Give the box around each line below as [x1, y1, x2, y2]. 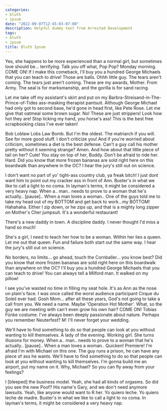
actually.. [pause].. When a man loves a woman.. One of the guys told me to [5, 193, 161, 199]
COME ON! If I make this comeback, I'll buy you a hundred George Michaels [5, 68, 161, 75]
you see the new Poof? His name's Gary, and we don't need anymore [5, 384, 147, 390]
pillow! [5, 275, 19, 281]
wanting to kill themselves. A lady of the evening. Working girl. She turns [5, 332, 155, 338]
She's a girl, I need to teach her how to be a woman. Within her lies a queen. [5, 234, 162, 240]
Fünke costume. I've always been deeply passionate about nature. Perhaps [5, 312, 160, 318]
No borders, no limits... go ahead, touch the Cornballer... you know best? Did [5, 254, 163, 260]
